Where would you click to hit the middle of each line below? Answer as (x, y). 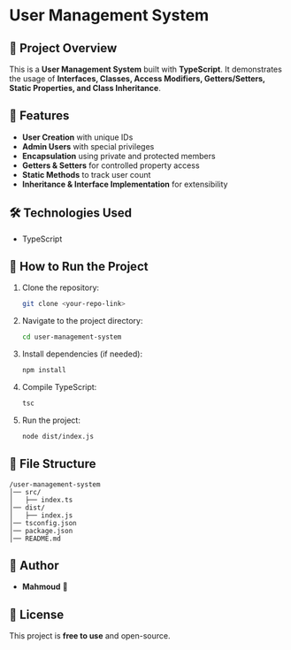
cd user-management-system (72, 337)
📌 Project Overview (63, 48)
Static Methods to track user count (86, 174)
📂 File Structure (53, 464)
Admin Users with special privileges (88, 146)
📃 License (37, 614)
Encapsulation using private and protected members (119, 156)
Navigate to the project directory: (82, 321)
